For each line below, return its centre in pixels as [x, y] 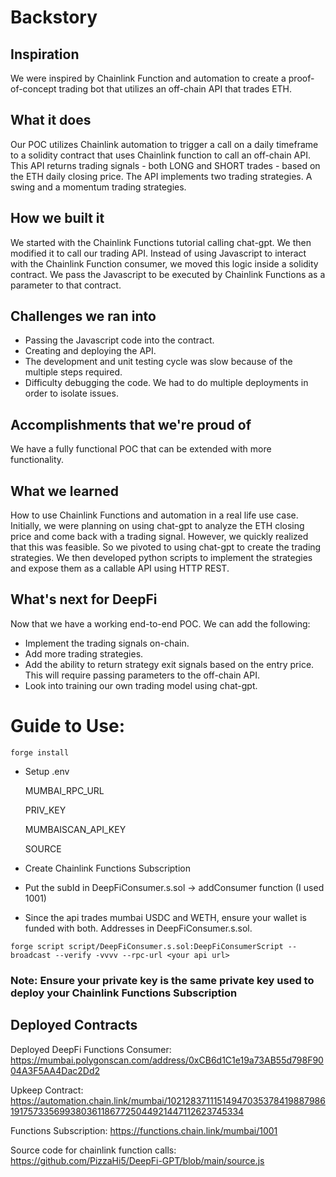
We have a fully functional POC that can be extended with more [141, 449]
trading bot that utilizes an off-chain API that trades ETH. [175, 89]
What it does [51, 120]
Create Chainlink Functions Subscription [107, 868]
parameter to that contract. [66, 285]
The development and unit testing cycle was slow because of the [158, 362]
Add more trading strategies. [84, 653]
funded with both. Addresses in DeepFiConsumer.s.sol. [138, 928]
